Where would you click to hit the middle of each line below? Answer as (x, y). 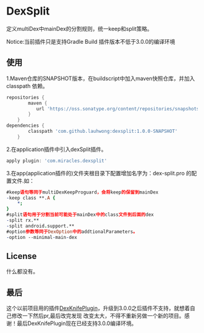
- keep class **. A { (31, 198)
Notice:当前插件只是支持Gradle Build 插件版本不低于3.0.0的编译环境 (91, 41)
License (22, 256)
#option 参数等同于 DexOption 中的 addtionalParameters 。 (72, 232)
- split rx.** (23, 220)
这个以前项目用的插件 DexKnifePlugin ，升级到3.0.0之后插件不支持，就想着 (98, 308)
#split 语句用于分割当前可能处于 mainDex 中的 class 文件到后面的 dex (80, 215)
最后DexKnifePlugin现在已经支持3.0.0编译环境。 (77, 323)
